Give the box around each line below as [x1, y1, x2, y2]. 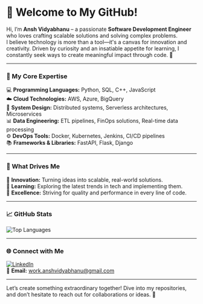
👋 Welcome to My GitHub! [6, 5, 138, 19]
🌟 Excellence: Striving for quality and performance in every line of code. [6, 189, 187, 196]
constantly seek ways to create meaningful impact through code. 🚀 [6, 51, 173, 58]
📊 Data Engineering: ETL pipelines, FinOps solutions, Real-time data [6, 117, 178, 125]
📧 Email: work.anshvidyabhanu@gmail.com [6, 267, 115, 274]
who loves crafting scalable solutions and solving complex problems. [6, 31, 178, 39]
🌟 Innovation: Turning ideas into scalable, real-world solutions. [6, 176, 163, 183]
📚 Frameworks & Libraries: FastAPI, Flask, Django [6, 139, 134, 147]
